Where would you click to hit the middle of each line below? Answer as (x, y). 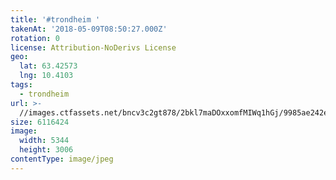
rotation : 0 (35, 38)
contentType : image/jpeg (62, 159)
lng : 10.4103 (46, 76)
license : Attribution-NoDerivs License (93, 47)
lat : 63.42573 (48, 66)
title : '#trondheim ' (55, 19)
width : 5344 (44, 141)
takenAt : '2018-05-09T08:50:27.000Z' (89, 29)
